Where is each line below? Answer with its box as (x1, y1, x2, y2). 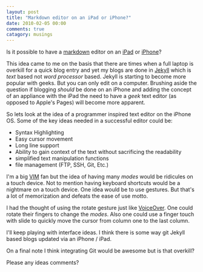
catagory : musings (6, 32, 53, 38)
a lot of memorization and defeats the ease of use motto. (6, 192, 148, 200)
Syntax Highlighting (15, 129, 65, 136)
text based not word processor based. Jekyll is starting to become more (6, 73, 187, 80)
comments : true (6, 26, 45, 32)
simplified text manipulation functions (15, 155, 109, 162)
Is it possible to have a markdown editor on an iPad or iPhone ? (6, 48, 162, 55)
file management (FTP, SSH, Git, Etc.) (15, 161, 109, 169)
